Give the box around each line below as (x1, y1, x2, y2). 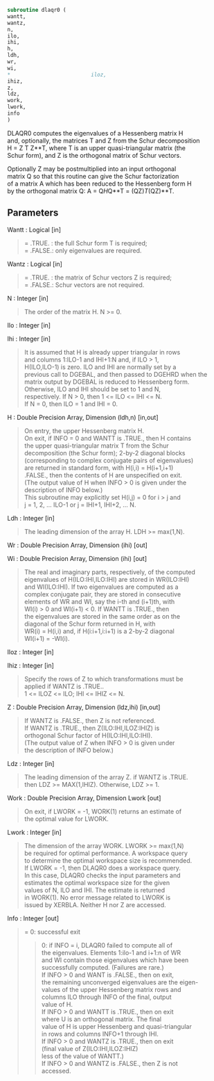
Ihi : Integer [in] (7, 334, 51, 343)
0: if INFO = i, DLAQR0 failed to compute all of (41, 941, 173, 949)
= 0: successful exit (24, 927, 81, 936)
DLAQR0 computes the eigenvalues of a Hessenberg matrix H (7, 129, 184, 137)
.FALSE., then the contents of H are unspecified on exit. (24, 471, 182, 479)
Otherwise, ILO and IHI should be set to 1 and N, (24, 384, 161, 393)
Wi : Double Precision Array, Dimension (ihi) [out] (7, 554, 148, 562)
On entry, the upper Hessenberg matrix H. (24, 426, 144, 434)
